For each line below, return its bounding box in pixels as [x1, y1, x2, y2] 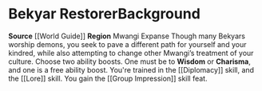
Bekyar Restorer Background [8, 5, 201, 23]
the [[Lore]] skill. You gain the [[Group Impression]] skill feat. [8, 73, 208, 83]
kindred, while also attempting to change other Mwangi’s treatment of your [8, 48, 254, 57]
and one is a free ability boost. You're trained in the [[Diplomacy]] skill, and [8, 65, 254, 74]
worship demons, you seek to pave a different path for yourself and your [8, 39, 247, 49]
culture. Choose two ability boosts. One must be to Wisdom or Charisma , [8, 57, 252, 66]
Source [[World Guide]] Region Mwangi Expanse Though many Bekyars [8, 31, 246, 41]
